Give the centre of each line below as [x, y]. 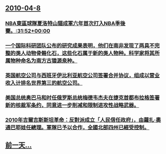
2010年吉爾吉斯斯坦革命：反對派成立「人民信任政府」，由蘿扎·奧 [83, 120]
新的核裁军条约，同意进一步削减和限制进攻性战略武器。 [72, 105]
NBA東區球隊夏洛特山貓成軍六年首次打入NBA [60, 24]
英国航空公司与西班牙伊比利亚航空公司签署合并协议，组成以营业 [82, 76]
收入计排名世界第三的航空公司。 [44, 83]
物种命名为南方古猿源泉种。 [44, 61]
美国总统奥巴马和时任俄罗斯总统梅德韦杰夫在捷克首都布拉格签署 [82, 98]
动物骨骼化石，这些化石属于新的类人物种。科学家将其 [90, 53]
